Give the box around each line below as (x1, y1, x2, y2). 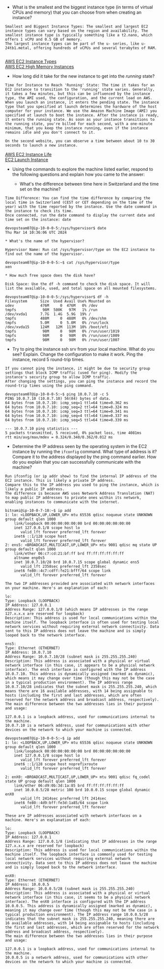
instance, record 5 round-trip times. (12, 357, 84, 362)
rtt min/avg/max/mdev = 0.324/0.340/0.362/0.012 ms (5, 435, 113, 440)
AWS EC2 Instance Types (5, 58, 57, 64)
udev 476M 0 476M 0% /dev (5, 303, 98, 308)
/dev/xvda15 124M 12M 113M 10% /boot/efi (5, 325, 109, 330)
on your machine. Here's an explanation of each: (5, 585, 109, 590)
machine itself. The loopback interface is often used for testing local (5, 620, 160, 625)
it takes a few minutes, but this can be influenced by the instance (5, 91, 151, 96)
